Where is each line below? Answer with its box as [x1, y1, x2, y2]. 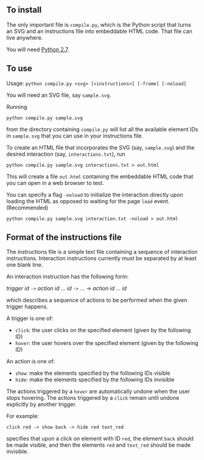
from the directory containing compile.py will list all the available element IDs [6, 125, 199, 133]
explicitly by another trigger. [6, 401, 77, 408]
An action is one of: [6, 358, 55, 365]
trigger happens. [6, 303, 49, 310]
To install [6, 5, 42, 15]
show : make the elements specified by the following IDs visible [15, 369, 171, 377]
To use [6, 63, 32, 74]
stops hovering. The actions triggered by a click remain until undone [6, 394, 180, 402]
